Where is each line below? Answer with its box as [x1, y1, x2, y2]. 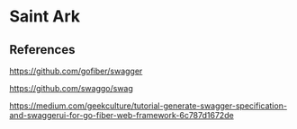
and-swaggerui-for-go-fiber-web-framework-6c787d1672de [9, 110, 234, 120]
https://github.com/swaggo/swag [9, 83, 133, 93]
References [9, 42, 76, 57]
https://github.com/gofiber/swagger [9, 65, 143, 76]
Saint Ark [9, 6, 81, 27]
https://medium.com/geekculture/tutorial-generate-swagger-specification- [9, 100, 288, 111]
